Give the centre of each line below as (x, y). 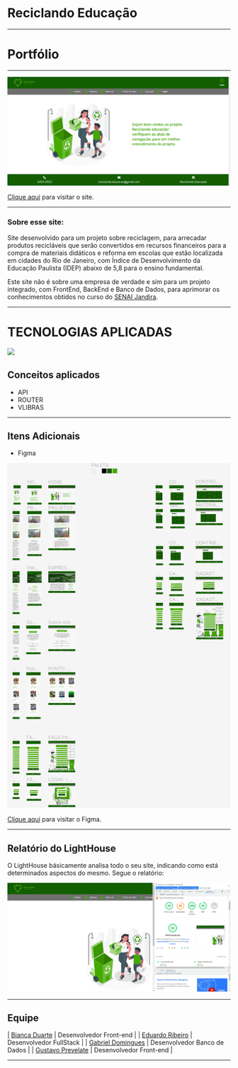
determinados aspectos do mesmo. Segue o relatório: (86, 873)
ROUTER (30, 400)
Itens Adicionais (44, 436)
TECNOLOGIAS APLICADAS (90, 332)
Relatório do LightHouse (62, 848)
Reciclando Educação (73, 13)
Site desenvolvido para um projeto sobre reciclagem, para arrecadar (107, 238)
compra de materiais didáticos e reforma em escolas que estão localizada (115, 253)
